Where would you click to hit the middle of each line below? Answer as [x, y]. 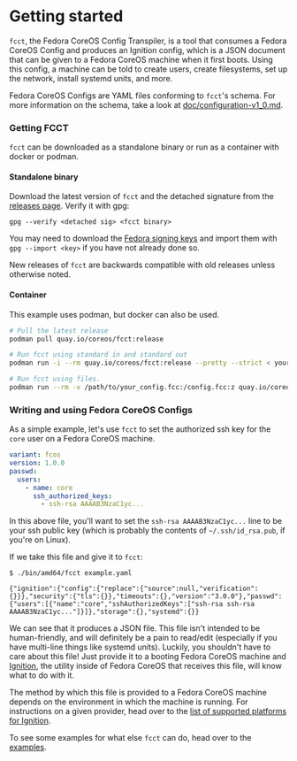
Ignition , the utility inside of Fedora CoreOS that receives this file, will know [146, 666]
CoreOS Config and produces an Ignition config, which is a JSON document [147, 50]
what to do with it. [42, 675]
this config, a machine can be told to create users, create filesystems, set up [148, 69]
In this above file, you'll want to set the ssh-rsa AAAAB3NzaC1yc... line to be [146, 521]
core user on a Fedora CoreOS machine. [82, 439]
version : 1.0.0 [37, 463]
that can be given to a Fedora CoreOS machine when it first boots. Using [141, 59]
